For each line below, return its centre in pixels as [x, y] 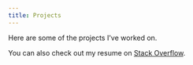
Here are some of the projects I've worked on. [83, 38]
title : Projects [35, 15]
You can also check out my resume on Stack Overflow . [97, 52]
